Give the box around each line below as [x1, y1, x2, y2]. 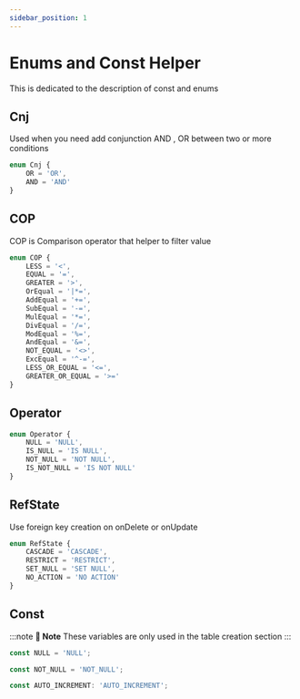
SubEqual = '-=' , [25, 303, 92, 313]
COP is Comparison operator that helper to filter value [9, 235, 212, 246]
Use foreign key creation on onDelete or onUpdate [9, 521, 198, 532]
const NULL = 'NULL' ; [9, 648, 92, 657]
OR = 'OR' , [25, 170, 67, 179]
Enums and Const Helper [9, 52, 202, 73]
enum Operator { [9, 429, 71, 438]
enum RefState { [9, 539, 71, 548]
